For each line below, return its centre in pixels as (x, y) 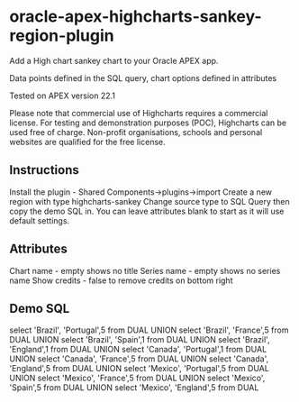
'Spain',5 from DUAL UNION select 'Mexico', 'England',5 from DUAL (134, 388)
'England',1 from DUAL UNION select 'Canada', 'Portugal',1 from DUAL (138, 350)
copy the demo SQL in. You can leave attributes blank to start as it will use (147, 211)
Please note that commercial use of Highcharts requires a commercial (139, 113)
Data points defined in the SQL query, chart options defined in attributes (143, 78)
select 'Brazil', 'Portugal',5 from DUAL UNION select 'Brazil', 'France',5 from (149, 330)
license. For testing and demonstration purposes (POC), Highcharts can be (148, 123)
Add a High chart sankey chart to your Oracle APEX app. (114, 60)
